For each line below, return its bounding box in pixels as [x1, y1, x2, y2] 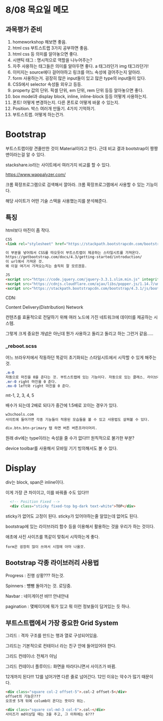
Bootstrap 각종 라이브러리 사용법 [5, 559, 99, 567]
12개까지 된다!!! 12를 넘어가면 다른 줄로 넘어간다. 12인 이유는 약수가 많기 [5, 674, 141, 680]
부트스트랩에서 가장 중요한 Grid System [5, 619, 119, 627]
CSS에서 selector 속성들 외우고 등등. [12, 81, 83, 87]
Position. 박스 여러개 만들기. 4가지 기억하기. [12, 106, 96, 111]
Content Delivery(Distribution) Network [5, 304, 84, 310]
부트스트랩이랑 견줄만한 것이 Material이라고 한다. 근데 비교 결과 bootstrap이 [5, 145, 149, 151]
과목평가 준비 [5, 25, 43, 33]
